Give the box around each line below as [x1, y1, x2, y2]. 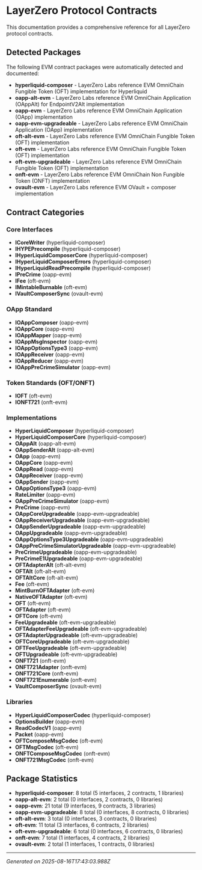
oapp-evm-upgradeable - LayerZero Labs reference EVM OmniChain [14, 120, 188, 127]
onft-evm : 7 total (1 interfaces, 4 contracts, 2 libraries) [14, 834, 150, 842]
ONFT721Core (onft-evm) [14, 670, 79, 677]
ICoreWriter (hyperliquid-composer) [14, 239, 106, 247]
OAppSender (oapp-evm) [14, 479, 79, 486]
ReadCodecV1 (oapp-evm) [14, 724, 82, 731]
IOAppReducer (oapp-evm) [14, 357, 84, 364]
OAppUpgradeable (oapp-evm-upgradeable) [14, 530, 127, 537]
